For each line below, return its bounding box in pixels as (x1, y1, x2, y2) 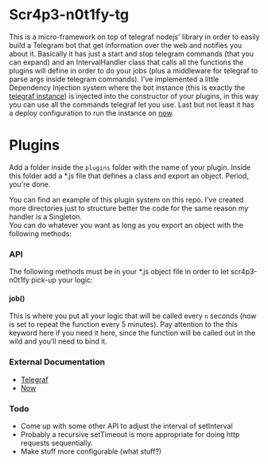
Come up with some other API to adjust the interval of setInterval (20, 421, 233, 431)
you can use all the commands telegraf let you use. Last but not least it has (9, 100, 254, 109)
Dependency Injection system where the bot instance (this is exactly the (9, 82, 246, 92)
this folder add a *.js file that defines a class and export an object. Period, (9, 171, 249, 180)
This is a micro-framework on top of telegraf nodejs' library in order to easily (9, 32, 260, 41)
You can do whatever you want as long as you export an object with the (9, 220, 243, 230)
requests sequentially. (20, 438, 93, 447)
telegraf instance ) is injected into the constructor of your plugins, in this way (9, 91, 259, 100)
